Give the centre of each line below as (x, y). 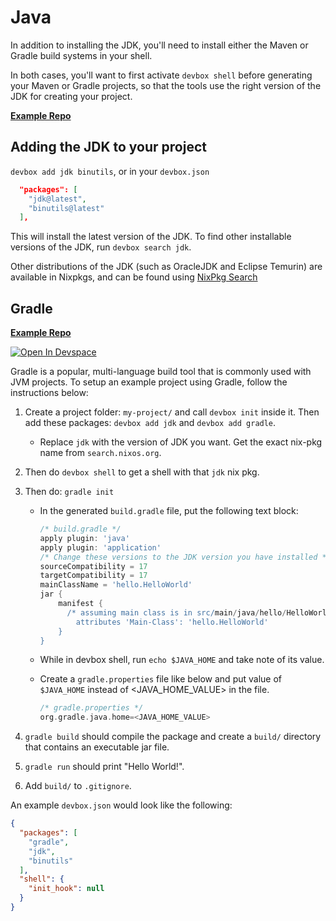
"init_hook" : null (66, 889)
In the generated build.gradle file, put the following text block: (169, 511)
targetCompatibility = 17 (93, 576)
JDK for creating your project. (71, 96)
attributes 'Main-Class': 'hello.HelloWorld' (172, 622)
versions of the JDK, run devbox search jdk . (101, 247)
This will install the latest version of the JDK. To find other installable (151, 237)
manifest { (80, 604)
